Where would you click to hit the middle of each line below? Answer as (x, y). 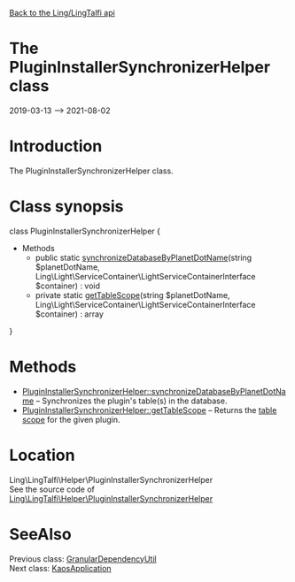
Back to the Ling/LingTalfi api (62, 13)
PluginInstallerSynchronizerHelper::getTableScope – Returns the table (149, 410)
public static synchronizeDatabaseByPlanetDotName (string (144, 257)
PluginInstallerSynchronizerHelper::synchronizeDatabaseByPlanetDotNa (154, 391)
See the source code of (52, 489)
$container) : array (70, 314)
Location (42, 455)
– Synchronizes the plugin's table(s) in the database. (132, 401)
